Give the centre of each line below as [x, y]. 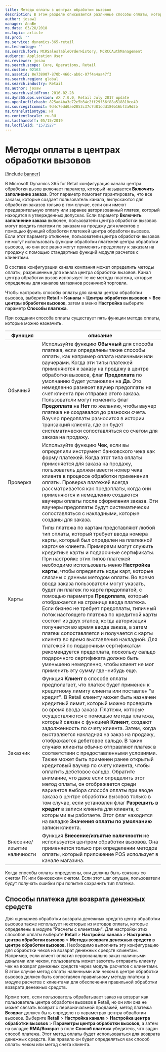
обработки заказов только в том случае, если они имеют [66, 205]
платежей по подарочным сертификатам [91, 646]
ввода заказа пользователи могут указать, [93, 584]
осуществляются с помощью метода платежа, [98, 716]
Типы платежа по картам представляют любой [99, 528]
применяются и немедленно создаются [90, 495]
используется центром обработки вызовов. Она [100, 842]
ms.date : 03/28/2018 [26, 28]
